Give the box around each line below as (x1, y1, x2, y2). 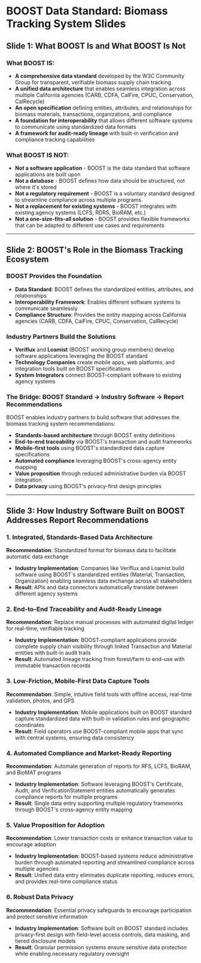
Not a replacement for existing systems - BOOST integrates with (14, 202, 177, 210)
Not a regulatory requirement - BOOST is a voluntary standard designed (14, 190, 195, 197)
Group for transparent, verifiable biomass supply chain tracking (14, 78, 172, 86)
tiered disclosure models (14, 937, 76, 944)
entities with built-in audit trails (14, 649, 91, 656)
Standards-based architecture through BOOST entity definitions (14, 432, 175, 439)
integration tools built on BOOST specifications (14, 365, 130, 373)
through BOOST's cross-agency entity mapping (14, 806, 133, 813)
